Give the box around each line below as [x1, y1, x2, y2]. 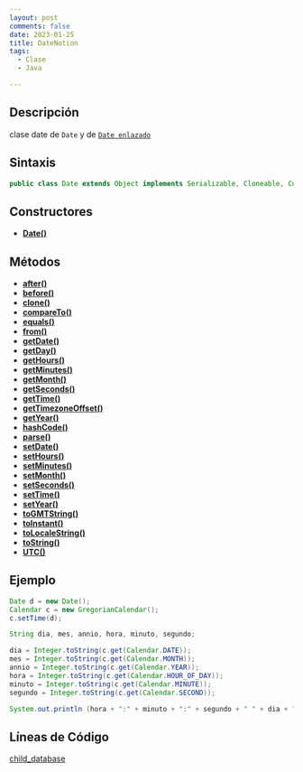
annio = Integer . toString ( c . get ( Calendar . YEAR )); [9, 663, 200, 673]
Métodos [9, 254, 61, 269]
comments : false [9, 22, 70, 31]
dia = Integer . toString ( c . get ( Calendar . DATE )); [9, 646, 192, 656]
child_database [9, 753, 66, 764]
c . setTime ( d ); [9, 613, 63, 623]
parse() [22, 432, 51, 442]
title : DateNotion [9, 38, 78, 48]
